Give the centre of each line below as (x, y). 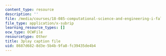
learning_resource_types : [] (35, 28)
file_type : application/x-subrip (40, 23)
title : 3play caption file (33, 41)
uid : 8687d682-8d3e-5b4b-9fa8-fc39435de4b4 (51, 46)
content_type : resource (30, 9)
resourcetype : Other (26, 37)
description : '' (22, 14)
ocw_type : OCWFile (24, 32)
